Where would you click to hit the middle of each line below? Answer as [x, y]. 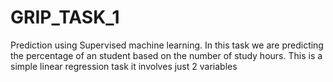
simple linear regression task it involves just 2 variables [124, 66]
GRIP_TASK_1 [65, 17]
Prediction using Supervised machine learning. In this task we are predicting [167, 45]
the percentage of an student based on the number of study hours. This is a [166, 55]
